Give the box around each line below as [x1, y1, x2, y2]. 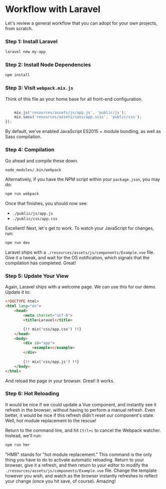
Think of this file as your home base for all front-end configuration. [5, 96, 142, 102]
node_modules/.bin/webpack [5, 167, 61, 173]
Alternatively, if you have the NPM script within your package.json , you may [5, 177, 160, 183]
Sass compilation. [5, 134, 42, 140]
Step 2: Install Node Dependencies [5, 61, 91, 68]
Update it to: [5, 289, 31, 295]
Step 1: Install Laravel [5, 38, 58, 45]
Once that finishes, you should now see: [5, 201, 88, 207]
